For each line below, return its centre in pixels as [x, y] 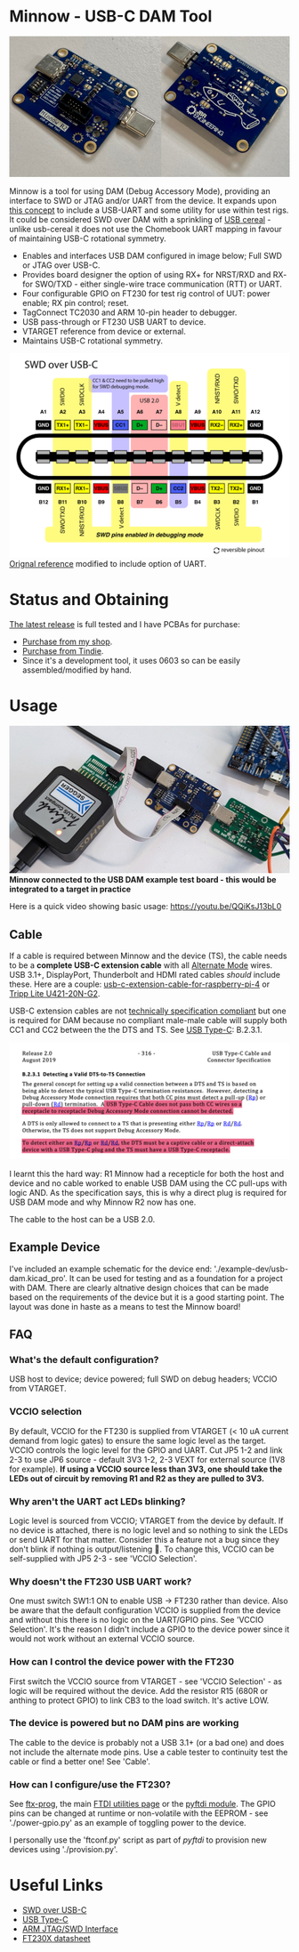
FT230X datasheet [56, 1939]
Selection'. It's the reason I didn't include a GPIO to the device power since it [149, 1629]
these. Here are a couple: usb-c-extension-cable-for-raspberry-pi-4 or [139, 984]
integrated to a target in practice [70, 889]
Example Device [55, 1247]
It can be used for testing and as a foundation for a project [176, 1278]
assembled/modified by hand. [77, 670]
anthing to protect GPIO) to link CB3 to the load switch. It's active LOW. [139, 1700]
